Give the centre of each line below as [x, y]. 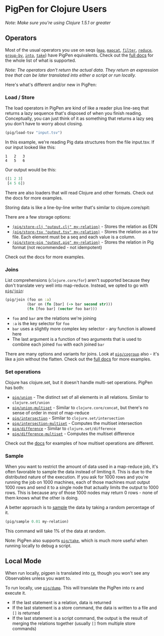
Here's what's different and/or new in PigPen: [51, 84]
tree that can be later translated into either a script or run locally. [70, 75]
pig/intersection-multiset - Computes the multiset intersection [77, 423]
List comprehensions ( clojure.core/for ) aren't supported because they [78, 280]
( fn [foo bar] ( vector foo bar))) [62, 309]
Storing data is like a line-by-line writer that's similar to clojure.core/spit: [78, 207]
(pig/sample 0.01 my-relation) [37, 522]
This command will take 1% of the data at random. [56, 531]
